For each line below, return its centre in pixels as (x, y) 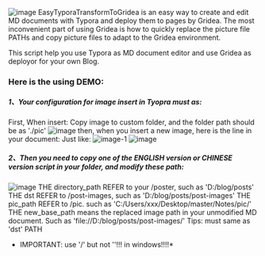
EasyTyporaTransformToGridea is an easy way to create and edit (144, 12)
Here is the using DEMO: (56, 82)
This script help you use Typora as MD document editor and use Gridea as (130, 53)
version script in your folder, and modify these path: (96, 167)
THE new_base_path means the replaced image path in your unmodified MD (133, 212)
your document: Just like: (50, 139)
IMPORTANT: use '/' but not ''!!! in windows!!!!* (96, 244)
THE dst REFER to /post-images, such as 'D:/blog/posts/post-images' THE (130, 195)
